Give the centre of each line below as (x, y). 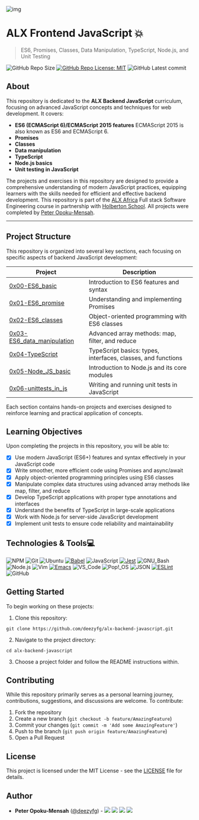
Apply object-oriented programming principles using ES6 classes (94, 477)
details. (15, 777)
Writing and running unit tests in (133, 385)
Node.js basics (33, 163)
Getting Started (35, 592)
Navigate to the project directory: (55, 640)
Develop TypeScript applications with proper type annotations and (96, 497)
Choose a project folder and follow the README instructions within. (97, 662)
